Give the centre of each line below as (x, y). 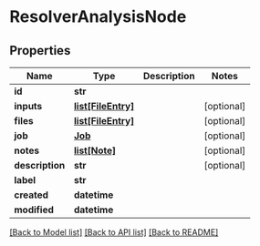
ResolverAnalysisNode (98, 17)
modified (34, 210)
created (31, 195)
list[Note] (95, 150)
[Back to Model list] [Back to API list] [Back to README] (114, 232)
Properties (40, 51)
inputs (28, 106)
